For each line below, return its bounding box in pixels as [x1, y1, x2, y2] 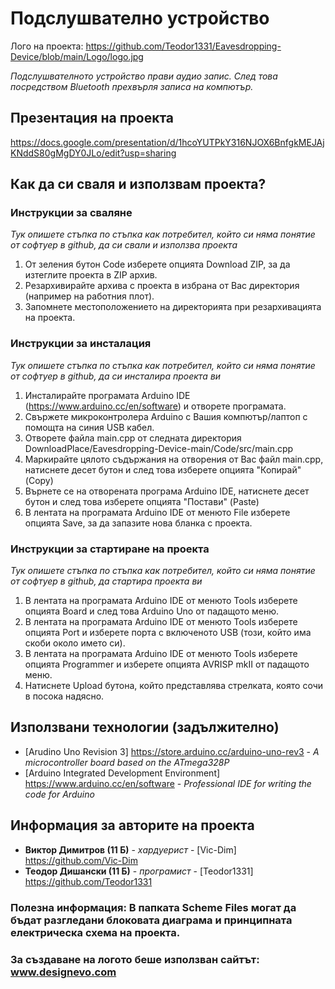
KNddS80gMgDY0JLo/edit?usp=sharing [10, 147, 177, 159]
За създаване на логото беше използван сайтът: [10, 952, 260, 966]
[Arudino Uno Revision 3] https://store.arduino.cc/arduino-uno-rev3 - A [24, 745, 320, 757]
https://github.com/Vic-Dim [24, 854, 138, 866]
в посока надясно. [24, 690, 105, 702]
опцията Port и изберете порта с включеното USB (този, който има [24, 627, 312, 639]
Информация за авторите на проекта [10, 817, 255, 834]
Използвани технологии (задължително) [10, 719, 280, 736]
